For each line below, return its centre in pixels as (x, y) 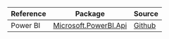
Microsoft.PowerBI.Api (90, 25)
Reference (29, 14)
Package (90, 14)
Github (145, 25)
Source (146, 14)
